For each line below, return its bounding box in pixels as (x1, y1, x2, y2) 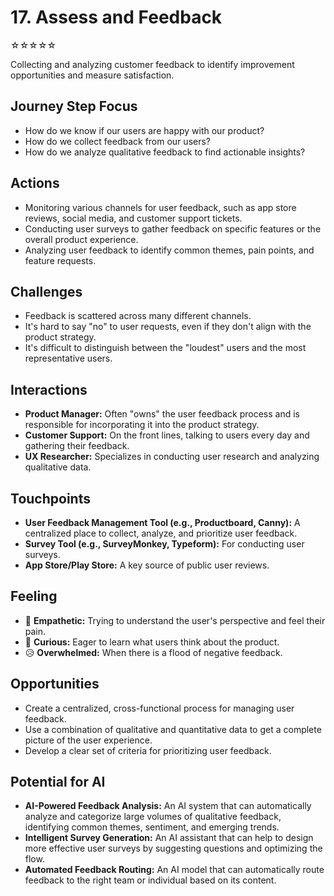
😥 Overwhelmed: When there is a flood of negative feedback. (24, 646, 283, 658)
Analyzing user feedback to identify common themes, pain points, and (24, 244, 315, 256)
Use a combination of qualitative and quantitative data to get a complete (24, 723, 322, 735)
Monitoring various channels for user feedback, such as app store (24, 201, 297, 213)
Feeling (10, 588, 58, 605)
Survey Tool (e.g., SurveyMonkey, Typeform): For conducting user (24, 538, 305, 550)
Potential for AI (10, 774, 106, 791)
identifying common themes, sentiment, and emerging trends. (24, 821, 280, 833)
